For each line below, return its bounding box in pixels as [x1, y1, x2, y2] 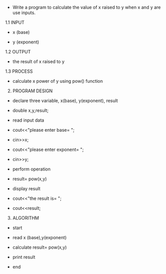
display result [12, 186, 41, 191]
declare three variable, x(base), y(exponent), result [12, 98, 118, 103]
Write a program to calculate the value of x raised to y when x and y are [12, 5, 161, 10]
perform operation [12, 166, 51, 172]
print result [12, 254, 35, 260]
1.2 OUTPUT [5, 49, 31, 54]
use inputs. [12, 10, 36, 16]
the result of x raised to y [12, 59, 65, 65]
